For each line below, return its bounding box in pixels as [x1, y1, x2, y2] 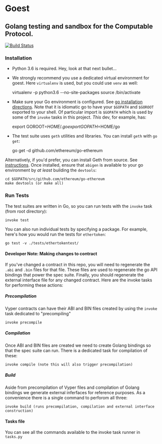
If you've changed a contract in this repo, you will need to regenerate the [5, 261, 150, 267]
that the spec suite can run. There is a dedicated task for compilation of [5, 347, 147, 353]
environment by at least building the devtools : [5, 168, 97, 173]
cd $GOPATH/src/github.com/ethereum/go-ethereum [5, 177, 105, 182]
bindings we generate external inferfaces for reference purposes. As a [5, 389, 146, 395]
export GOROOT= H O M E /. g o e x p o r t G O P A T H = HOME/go [12, 124, 120, 130]
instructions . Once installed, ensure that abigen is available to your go [5, 162, 144, 168]
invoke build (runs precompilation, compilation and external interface [5, 404, 155, 409]
